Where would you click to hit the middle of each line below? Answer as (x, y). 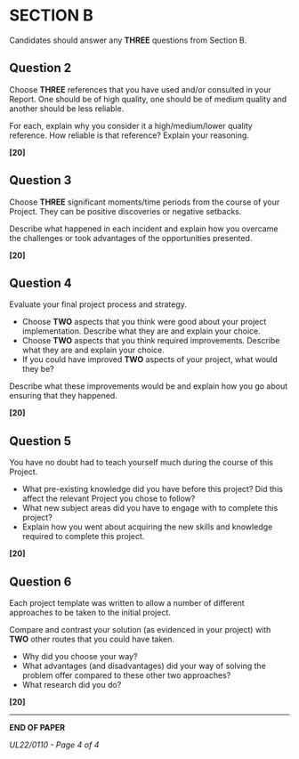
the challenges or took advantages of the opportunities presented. (131, 238)
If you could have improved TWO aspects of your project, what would (149, 359)
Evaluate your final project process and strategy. (98, 304)
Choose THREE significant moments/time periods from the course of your (145, 202)
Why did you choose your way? (80, 656)
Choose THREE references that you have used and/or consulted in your (140, 89)
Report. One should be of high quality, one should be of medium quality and (148, 99)
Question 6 (40, 581)
